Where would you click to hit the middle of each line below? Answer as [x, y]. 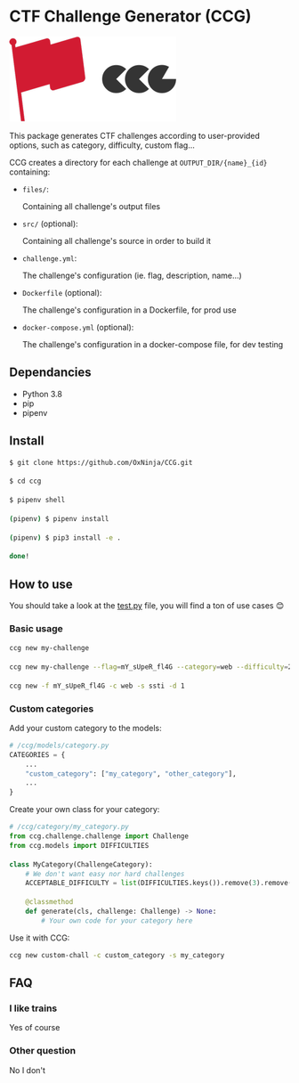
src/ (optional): [50, 224]
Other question [43, 1051]
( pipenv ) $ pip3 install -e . [65, 537]
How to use [41, 584]
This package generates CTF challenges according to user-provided [135, 135]
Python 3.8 [42, 394]
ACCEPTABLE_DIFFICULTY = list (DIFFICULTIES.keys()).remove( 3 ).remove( [159, 883]
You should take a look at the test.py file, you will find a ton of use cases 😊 [147, 606]
